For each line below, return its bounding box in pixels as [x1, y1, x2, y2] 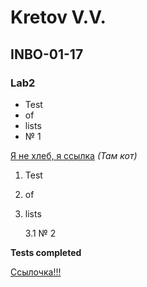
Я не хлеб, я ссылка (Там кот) [10, 149, 138, 161]
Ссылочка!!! [10, 266, 62, 278]
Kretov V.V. [10, 6, 107, 29]
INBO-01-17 [10, 46, 84, 63]
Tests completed [10, 246, 82, 258]
